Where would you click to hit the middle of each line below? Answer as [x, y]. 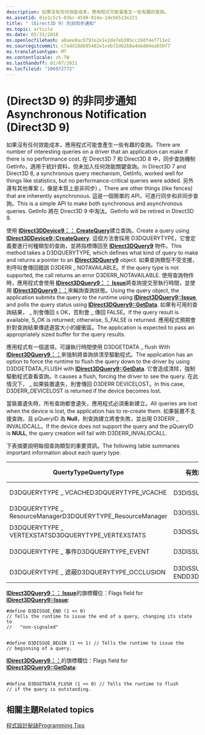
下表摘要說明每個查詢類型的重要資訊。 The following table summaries [93, 446]
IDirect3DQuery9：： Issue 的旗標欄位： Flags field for [75, 593]
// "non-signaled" [33, 627]
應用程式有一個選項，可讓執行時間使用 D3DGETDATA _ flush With [88, 347]
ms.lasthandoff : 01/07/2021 [42, 63]
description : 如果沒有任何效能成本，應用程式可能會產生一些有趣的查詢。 [88, 12]
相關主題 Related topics [50, 710]
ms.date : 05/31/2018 [33, 35]
